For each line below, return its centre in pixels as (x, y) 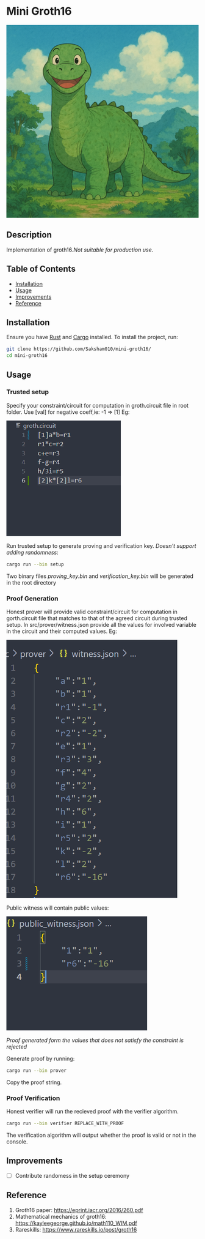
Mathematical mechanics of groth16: (61, 1216)
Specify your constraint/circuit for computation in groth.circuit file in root (98, 405)
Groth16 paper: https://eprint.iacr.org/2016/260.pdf (79, 1210)
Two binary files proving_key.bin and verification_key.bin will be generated (100, 576)
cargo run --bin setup (35, 564)
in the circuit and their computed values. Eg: (62, 631)
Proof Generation (32, 598)
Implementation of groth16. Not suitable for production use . (80, 250)
